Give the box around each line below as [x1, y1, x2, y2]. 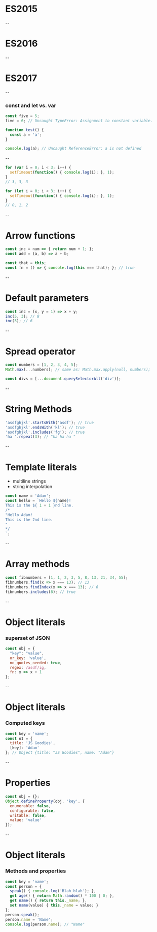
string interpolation [12, 484, 52, 490]
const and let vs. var [5, 102, 57, 109]
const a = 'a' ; [10, 132, 42, 137]
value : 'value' [10, 817, 42, 823]
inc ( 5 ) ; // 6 [5, 319, 33, 324]
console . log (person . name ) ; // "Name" [5, 922, 85, 927]
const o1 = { [5, 736, 33, 741]
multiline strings [12, 478, 47, 484]
